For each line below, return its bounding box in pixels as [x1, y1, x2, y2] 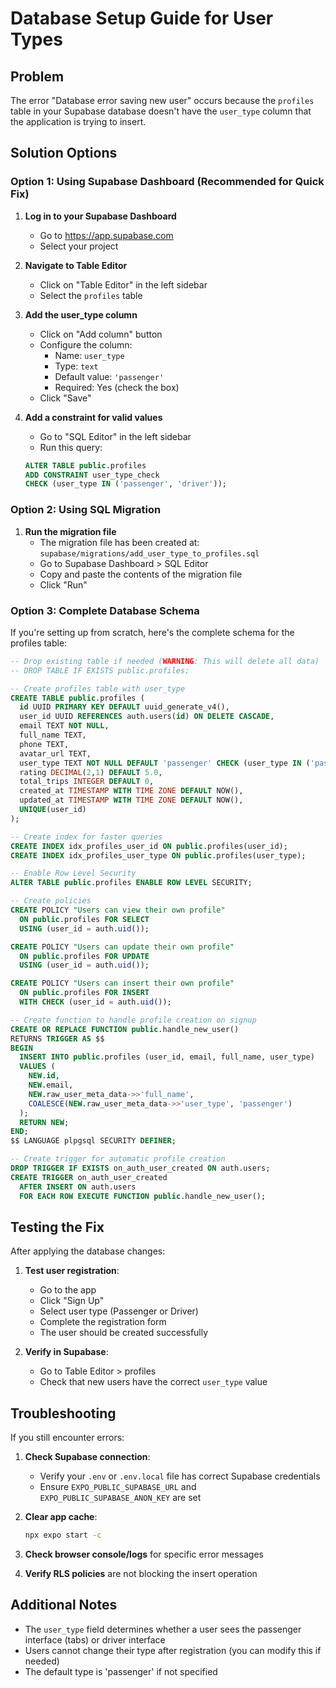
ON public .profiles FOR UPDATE [19, 951, 150, 961]
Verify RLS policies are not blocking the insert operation [24, 1568, 258, 1580]
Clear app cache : [24, 1511, 98, 1523]
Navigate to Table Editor [24, 259, 128, 271]
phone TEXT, [19, 739, 70, 749]
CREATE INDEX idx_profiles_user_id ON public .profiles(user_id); [10, 841, 288, 851]
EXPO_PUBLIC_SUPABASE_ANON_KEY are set [39, 1492, 202, 1504]
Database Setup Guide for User [10, 7, 274, 30]
